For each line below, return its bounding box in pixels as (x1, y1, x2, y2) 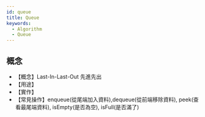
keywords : (6, 20, 32, 26)
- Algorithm (12, 26, 43, 32)
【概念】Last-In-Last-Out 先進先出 (15, 73, 102, 80)
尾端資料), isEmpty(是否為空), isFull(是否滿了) (26, 103, 139, 110)
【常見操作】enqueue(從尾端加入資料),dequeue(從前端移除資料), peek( (15, 96, 193, 103)
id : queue (6, 9, 32, 15)
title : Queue (6, 15, 40, 21)
